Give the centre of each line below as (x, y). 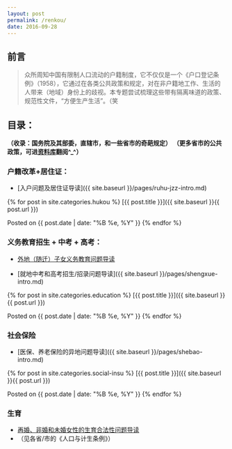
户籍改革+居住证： (38, 172)
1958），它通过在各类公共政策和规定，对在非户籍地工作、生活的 (130, 84)
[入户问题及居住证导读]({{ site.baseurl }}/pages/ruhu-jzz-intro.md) (112, 188)
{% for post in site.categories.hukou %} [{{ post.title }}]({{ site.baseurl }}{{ (114, 202)
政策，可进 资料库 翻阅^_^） (45, 152)
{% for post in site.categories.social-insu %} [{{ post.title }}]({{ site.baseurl (114, 373)
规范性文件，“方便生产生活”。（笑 (71, 101)
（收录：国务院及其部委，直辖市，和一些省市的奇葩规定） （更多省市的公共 (115, 143)
